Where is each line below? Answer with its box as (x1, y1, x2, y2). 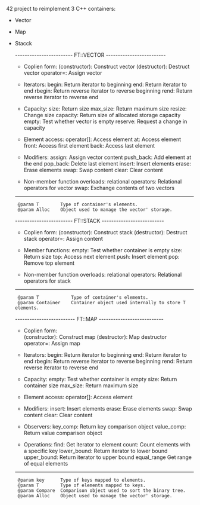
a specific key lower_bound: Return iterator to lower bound (23, 448, 168, 454)
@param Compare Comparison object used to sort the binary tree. (17, 488, 186, 494)
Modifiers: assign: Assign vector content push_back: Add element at (23, 154, 192, 161)
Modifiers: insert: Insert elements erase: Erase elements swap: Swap (23, 405, 192, 412)
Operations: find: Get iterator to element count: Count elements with (23, 441, 190, 448)
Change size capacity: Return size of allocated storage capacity (23, 112, 181, 118)
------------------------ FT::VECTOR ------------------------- (14, 51, 166, 59)
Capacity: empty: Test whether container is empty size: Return (23, 376, 177, 382)
